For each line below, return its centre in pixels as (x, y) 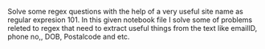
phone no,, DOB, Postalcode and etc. (69, 36)
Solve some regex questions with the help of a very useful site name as (126, 11)
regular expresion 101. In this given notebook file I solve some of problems (130, 20)
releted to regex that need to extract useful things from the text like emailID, (132, 28)
